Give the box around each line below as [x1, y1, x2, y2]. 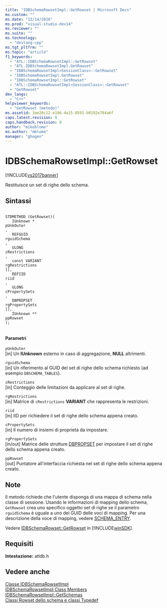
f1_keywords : [5, 54, 33, 59]
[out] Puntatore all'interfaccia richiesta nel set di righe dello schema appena [5, 460, 162, 466]
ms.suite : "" [5, 31, 33, 36]
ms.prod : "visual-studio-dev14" [5, 21, 73, 27]
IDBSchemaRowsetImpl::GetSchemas [5, 591, 83, 597]
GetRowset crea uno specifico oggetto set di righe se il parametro [5, 505, 139, 511]
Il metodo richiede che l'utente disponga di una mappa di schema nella [5, 494, 152, 500]
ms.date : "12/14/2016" [5, 17, 53, 22]
